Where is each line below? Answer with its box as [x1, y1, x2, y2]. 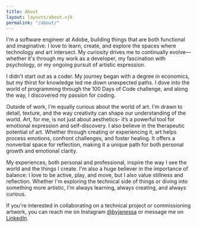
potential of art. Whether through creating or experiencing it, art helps [6, 128, 177, 135]
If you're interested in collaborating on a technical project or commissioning [6, 202, 191, 209]
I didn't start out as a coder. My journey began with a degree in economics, [6, 72, 190, 80]
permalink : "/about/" [6, 20, 60, 26]
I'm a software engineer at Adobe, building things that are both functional [6, 36, 186, 43]
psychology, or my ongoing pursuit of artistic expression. [6, 61, 146, 68]
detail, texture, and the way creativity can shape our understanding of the [6, 109, 186, 116]
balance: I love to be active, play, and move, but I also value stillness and [6, 172, 184, 179]
